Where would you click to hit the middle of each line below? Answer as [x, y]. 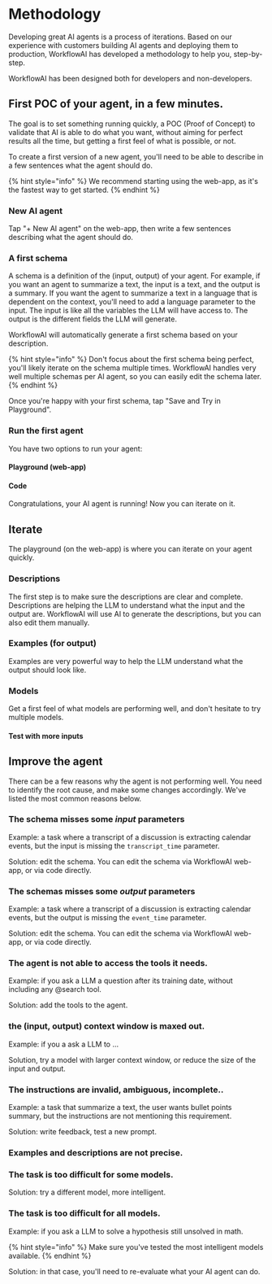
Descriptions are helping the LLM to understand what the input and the [127, 605]
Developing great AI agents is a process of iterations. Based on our [121, 37]
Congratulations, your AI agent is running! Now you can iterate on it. [122, 504]
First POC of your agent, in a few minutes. [116, 104]
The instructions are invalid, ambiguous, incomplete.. [116, 1090]
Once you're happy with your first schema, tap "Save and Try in [115, 401]
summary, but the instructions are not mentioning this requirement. [120, 1116]
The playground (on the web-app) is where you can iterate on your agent [130, 549]
